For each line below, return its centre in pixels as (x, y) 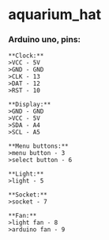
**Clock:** (26, 56)
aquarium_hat (54, 15)
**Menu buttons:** (38, 146)
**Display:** (30, 105)
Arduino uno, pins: (45, 40)
